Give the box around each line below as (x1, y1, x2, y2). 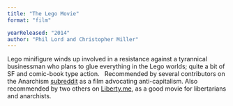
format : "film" (7, 17, 52, 24)
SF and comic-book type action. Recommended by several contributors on (7, 70, 225, 78)
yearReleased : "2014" (7, 29, 70, 36)
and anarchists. (7, 92, 52, 100)
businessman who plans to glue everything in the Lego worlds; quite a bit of (7, 62, 225, 70)
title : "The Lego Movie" (7, 10, 80, 17)
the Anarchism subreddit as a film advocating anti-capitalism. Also (7, 77, 198, 86)
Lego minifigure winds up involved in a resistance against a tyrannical (7, 55, 208, 63)
